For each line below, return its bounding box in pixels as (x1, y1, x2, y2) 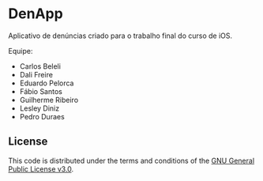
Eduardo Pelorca (19, 78, 74, 88)
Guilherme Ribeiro (19, 95, 79, 104)
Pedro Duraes (19, 111, 65, 121)
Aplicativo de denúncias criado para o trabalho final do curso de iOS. (8, 31, 233, 40)
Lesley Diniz (19, 104, 60, 113)
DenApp (8, 5, 63, 23)
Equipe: (8, 46, 33, 55)
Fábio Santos (19, 86, 63, 96)
